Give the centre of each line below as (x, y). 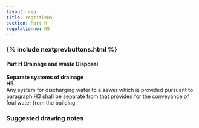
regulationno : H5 (28, 29)
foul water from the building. (42, 103)
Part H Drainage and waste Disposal (52, 64)
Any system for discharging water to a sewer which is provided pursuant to (100, 90)
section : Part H (27, 23)
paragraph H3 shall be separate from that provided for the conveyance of (98, 96)
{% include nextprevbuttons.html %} (62, 50)
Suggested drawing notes (45, 118)
